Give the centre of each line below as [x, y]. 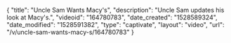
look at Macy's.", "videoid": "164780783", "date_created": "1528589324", [112, 17]
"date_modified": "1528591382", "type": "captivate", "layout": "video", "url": [115, 25]
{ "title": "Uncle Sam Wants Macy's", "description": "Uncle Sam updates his [115, 10]
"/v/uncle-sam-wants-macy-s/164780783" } [70, 32]
